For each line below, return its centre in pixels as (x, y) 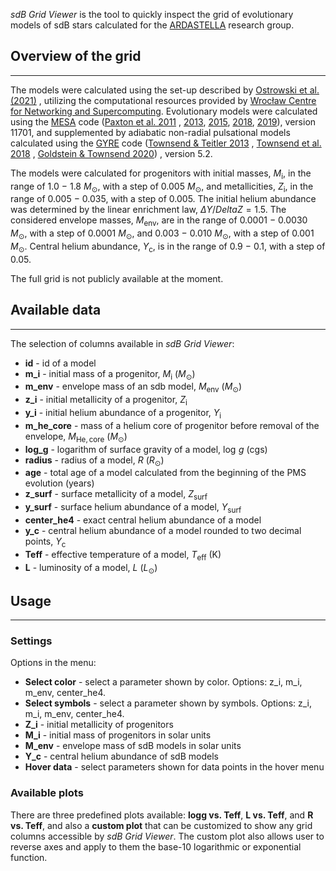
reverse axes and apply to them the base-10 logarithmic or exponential (156, 846)
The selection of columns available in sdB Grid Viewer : (122, 343)
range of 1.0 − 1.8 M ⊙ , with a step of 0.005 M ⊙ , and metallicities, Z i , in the (162, 187)
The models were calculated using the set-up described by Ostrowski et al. (165, 90)
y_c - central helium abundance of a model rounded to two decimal (163, 530)
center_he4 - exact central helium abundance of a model (143, 520)
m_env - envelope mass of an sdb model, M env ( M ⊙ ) (133, 387)
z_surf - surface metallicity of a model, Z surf (116, 495)
